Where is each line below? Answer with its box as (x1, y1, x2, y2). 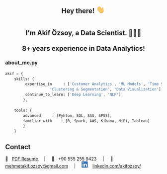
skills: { (14, 77, 35, 82)
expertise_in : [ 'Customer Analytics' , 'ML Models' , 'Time (25, 82, 159, 87)
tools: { (14, 108, 32, 113)
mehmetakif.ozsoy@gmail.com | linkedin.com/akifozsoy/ (5, 163, 141, 169)
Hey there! (61, 7, 95, 15)
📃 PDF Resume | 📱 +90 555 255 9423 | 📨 (5, 156, 113, 162)
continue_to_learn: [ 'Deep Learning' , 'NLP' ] (25, 92, 121, 97)
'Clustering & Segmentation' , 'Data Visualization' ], (49, 87, 164, 92)
